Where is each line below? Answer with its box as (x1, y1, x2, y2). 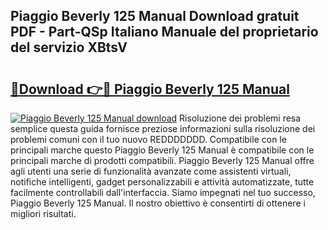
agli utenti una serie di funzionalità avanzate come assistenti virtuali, (10, 165, 292, 177)
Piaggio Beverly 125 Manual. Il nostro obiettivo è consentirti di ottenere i (10, 197, 306, 209)
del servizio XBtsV (10, 39, 128, 56)
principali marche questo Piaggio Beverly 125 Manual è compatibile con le (10, 144, 315, 156)
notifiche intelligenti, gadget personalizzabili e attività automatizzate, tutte (10, 176, 315, 188)
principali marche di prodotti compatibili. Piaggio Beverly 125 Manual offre (10, 155, 315, 166)
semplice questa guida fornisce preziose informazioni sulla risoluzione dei (10, 123, 316, 134)
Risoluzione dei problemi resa (179, 112, 302, 124)
